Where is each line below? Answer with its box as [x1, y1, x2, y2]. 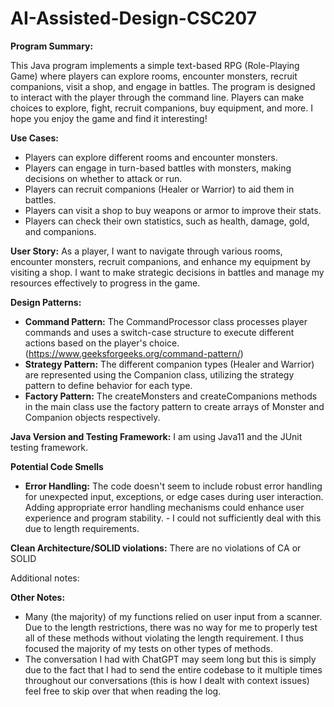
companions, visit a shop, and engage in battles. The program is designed [10, 80, 316, 92]
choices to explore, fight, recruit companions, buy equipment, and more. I [10, 102, 314, 114]
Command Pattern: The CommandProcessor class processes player [24, 315, 308, 327]
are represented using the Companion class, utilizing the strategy [24, 368, 295, 381]
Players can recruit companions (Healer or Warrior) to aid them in [24, 183, 295, 195]
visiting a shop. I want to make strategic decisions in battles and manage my [10, 266, 325, 278]
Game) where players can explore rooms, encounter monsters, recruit [10, 70, 298, 82]
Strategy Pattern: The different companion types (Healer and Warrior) [24, 358, 315, 370]
